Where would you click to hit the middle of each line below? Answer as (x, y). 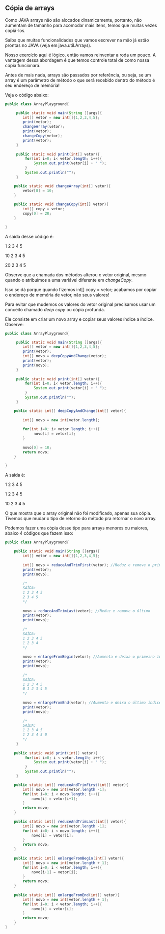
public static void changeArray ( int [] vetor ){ (62, 186)
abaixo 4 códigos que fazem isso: (39, 533)
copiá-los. (15, 30)
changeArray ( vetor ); (44, 127)
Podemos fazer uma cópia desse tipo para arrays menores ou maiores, (77, 528)
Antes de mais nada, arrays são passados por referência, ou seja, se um (78, 75)
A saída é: (15, 475)
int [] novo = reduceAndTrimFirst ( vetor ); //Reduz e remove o (87, 565)
